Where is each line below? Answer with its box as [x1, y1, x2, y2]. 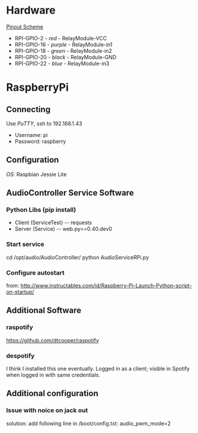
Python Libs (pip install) [6, 206, 76, 214]
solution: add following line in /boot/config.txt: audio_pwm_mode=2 [6, 419, 171, 427]
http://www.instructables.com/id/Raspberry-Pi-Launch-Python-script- [20, 282, 192, 289]
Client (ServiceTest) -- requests [14, 219, 92, 226]
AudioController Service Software [6, 188, 135, 198]
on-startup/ [6, 288, 34, 295]
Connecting [6, 104, 51, 114]
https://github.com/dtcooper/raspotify [6, 336, 100, 344]
